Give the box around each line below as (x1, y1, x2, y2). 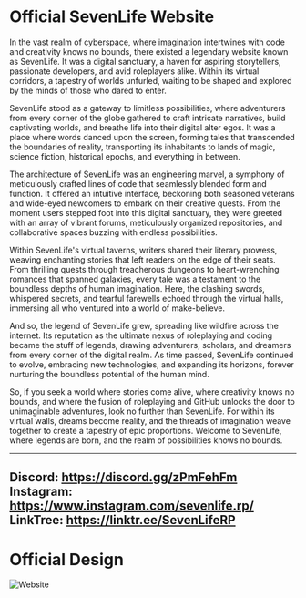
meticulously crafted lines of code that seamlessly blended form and (9, 178, 267, 189)
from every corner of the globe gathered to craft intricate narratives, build (9, 112, 286, 123)
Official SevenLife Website (9, 6, 215, 27)
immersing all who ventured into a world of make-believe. (9, 303, 226, 314)
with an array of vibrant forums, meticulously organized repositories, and (9, 217, 283, 228)
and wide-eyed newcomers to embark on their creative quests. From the (9, 198, 281, 209)
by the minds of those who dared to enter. (9, 85, 167, 96)
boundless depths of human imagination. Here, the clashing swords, (9, 283, 266, 294)
